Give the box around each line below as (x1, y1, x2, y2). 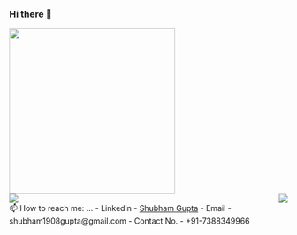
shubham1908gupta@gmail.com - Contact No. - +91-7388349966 (9, 216, 250, 226)
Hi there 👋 (9, 8, 53, 20)
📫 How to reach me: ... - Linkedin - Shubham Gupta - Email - (9, 203, 232, 214)
